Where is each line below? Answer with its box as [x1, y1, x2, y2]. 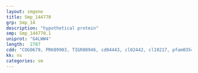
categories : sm [6, 58, 44, 64]
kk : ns [6, 52, 22, 58]
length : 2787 [6, 42, 41, 48]
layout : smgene [6, 8, 44, 15]
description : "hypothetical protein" [6, 25, 99, 31]
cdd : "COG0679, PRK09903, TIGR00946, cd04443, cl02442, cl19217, [6, 47, 170, 53]
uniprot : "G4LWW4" [6, 36, 51, 42]
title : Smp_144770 [6, 14, 51, 20]
